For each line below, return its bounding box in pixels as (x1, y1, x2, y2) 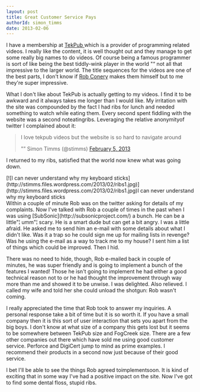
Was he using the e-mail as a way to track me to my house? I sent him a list (6, 238, 189, 245)
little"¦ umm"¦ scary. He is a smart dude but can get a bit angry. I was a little (6, 219, 189, 226)
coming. (6, 293, 26, 300)
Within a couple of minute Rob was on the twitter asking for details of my (6, 200, 183, 207)
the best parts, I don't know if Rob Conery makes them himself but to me (6, 73, 183, 80)
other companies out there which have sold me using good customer (6, 336, 175, 343)
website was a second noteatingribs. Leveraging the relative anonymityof (6, 116, 185, 123)
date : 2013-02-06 (6, 25, 49, 31)
